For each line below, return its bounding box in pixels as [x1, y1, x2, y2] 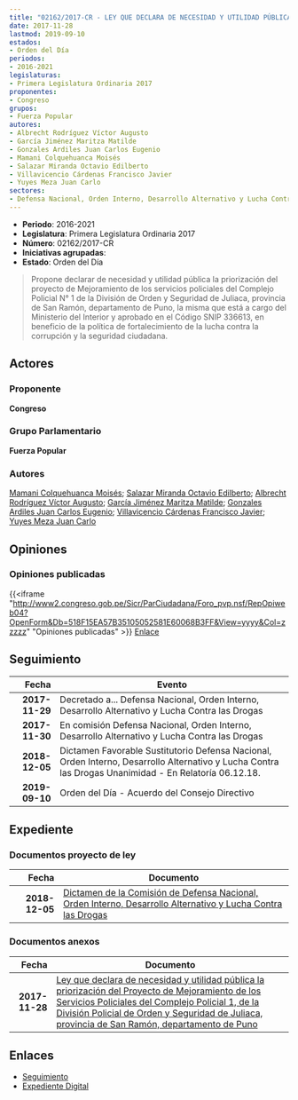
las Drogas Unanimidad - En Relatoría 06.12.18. [59, 766, 262, 779]
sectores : [9, 186, 46, 195]
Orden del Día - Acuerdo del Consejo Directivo [59, 787, 255, 799]
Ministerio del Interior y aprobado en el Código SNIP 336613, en [30, 312, 264, 322]
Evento [156, 678, 188, 691]
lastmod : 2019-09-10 [9, 29, 86, 38]
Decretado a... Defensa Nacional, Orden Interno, [59, 693, 260, 706]
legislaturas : [9, 71, 62, 80]
